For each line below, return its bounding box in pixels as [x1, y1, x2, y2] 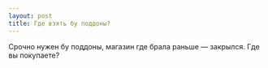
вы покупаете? [8, 50, 60, 60]
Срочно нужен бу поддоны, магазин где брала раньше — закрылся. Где [8, 41, 260, 51]
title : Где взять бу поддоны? [8, 19, 111, 28]
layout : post [8, 11, 53, 20]
